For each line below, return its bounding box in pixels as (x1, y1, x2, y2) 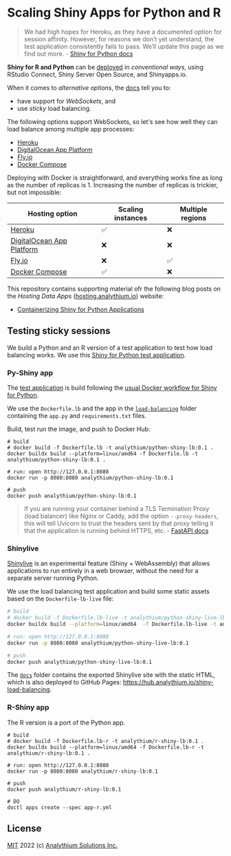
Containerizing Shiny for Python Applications (16, 305, 144, 313)
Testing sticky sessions (7, 325, 111, 337)
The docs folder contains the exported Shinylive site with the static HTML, (7, 671, 215, 679)
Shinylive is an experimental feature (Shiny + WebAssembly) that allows (7, 559, 210, 567)
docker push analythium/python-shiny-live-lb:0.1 (7, 658, 153, 665)
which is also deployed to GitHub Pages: (7, 678, 122, 687)
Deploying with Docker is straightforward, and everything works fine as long (7, 174, 223, 182)
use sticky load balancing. (16, 104, 91, 112)
